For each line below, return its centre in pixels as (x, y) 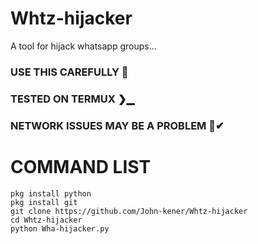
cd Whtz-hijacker (46, 220)
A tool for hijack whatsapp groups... (83, 46)
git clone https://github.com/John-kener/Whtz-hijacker (129, 211)
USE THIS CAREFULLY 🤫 (69, 72)
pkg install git (44, 202)
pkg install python (51, 193)
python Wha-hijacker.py (60, 228)
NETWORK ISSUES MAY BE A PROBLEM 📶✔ (117, 125)
